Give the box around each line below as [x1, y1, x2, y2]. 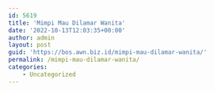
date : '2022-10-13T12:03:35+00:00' [8, 26, 126, 34]
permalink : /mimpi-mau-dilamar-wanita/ [8, 56, 140, 64]
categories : [8, 63, 48, 71]
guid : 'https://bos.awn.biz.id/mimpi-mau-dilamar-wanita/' [8, 48, 208, 56]
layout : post [8, 41, 52, 49]
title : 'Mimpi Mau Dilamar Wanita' [8, 19, 126, 27]
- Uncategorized [22, 70, 77, 78]
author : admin [8, 33, 55, 42]
